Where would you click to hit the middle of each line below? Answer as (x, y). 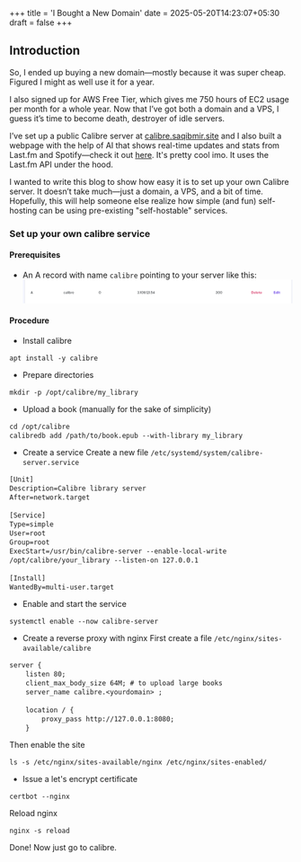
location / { (50, 710)
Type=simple (31, 524)
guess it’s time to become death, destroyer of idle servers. (117, 118)
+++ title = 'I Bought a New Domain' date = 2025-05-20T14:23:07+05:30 (145, 13)
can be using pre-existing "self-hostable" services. (133, 210)
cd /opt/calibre (40, 427)
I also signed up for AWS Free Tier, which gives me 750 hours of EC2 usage (149, 99)
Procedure (29, 321)
